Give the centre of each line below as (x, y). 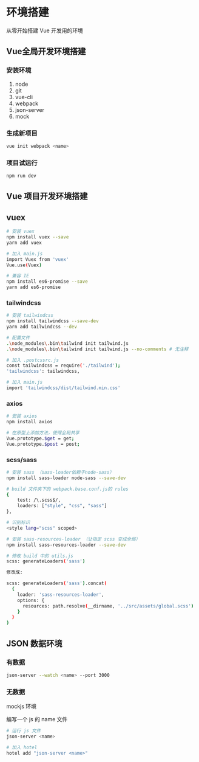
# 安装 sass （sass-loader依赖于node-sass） (60, 472)
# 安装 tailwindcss (30, 316)
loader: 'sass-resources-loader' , (61, 594)
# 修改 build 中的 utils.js (40, 556)
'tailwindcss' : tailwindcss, (43, 372)
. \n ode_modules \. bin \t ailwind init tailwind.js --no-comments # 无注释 (97, 349)
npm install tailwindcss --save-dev (52, 321)
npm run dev (21, 176)
